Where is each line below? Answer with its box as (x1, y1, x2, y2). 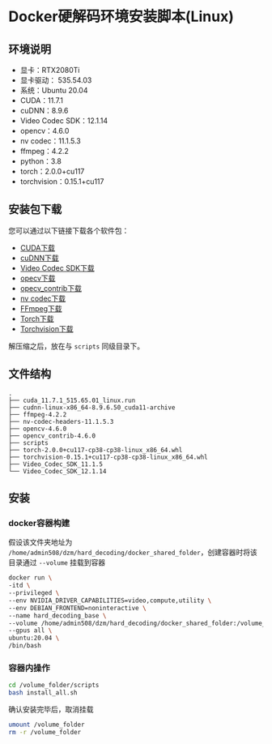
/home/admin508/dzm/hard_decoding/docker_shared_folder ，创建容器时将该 (8, 548, 257, 558)
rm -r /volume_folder (8, 728, 82, 736)
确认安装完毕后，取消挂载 (8, 704, 94, 714)
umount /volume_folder (8, 720, 85, 729)
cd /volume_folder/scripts (8, 682, 100, 690)
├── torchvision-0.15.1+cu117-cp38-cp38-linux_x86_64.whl (8, 453, 208, 461)
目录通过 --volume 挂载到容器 (8, 558, 106, 567)
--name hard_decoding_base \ (8, 611, 107, 620)
